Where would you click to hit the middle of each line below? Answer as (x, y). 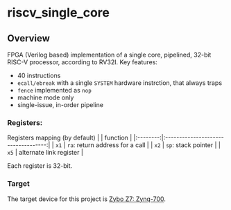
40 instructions (39, 75)
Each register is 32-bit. (40, 166)
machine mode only (45, 97)
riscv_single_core (58, 13)
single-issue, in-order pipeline (60, 105)
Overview (29, 38)
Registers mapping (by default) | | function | (70, 138)
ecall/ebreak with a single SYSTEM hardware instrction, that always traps (120, 83)
